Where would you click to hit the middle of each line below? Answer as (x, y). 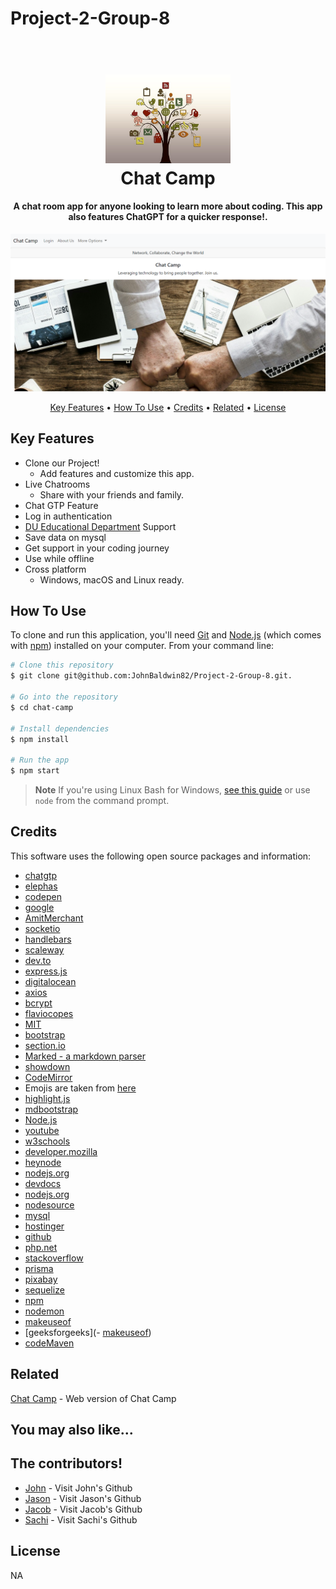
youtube (42, 1130)
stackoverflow (54, 1258)
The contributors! (66, 1463)
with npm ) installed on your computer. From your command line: (142, 646)
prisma (39, 1268)
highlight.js (47, 1098)
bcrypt (38, 1003)
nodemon (44, 1311)
